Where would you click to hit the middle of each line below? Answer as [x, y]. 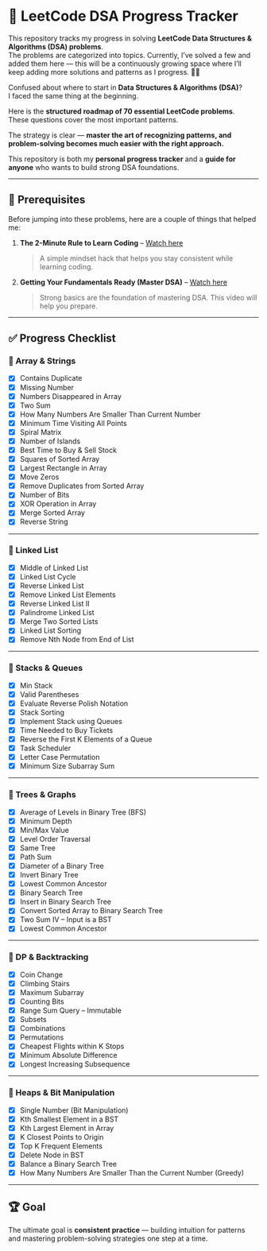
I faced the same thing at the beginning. [74, 95]
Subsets [33, 1020]
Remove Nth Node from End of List [77, 640]
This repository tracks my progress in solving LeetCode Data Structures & [130, 38]
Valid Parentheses [49, 694]
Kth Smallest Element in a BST [69, 1119]
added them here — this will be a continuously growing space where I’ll [125, 64]
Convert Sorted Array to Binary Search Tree [91, 911]
